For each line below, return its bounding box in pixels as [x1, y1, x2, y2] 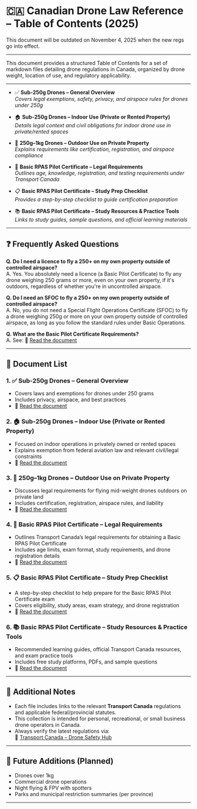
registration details [14, 553, 60, 560]
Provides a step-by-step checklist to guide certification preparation [14, 195, 178, 203]
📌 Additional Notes [6, 687, 76, 697]
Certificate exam [14, 595, 55, 602]
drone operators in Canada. [14, 721, 81, 728]
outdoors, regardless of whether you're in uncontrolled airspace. [6, 283, 162, 290]
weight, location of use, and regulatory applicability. [6, 72, 131, 79]
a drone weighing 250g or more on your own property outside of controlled [6, 313, 188, 320]
